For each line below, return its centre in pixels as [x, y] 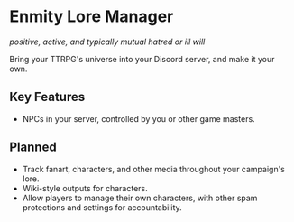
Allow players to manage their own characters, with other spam [140, 198]
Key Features [47, 97]
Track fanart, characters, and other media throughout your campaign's [154, 169]
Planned [33, 148]
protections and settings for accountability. [102, 207]
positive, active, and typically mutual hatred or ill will [107, 42]
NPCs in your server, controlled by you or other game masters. [138, 118]
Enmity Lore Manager [92, 17]
